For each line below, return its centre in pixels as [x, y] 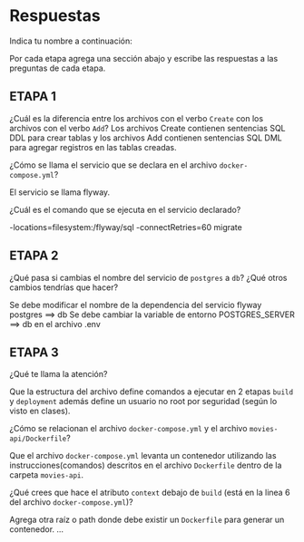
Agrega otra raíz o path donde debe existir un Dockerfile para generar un [147, 520]
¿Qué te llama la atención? [59, 374]
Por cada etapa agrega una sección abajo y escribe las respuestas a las [144, 58]
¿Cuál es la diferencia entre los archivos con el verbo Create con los [137, 118]
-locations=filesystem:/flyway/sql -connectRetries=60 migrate [126, 227]
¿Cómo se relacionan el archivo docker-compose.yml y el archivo [128, 429]
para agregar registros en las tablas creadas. [93, 147]
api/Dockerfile [38, 439]
